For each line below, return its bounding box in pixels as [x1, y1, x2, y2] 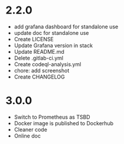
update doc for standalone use [14, 29, 89, 36]
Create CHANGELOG [14, 73, 66, 80]
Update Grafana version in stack [14, 42, 93, 49]
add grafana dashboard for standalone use [14, 23, 119, 30]
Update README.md [14, 48, 64, 55]
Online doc [14, 132, 41, 139]
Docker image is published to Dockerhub [14, 119, 113, 127]
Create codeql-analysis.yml [14, 60, 81, 68]
